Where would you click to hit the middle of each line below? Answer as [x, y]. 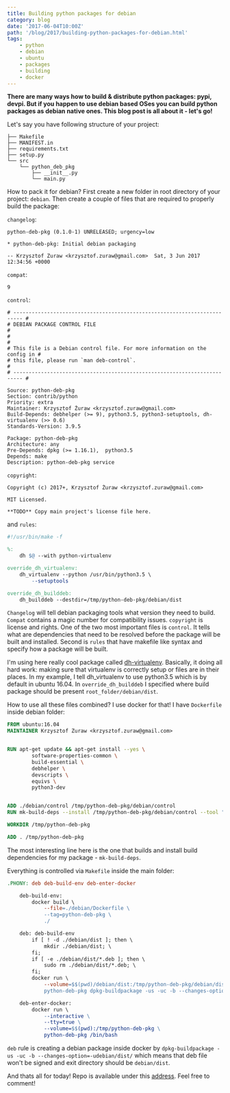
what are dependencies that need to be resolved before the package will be [114, 635]
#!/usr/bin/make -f [35, 537]
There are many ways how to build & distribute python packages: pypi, [110, 97]
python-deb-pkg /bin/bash [80, 1035]
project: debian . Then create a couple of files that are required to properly [111, 199]
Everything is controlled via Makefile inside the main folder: [91, 870]
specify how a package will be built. [57, 649]
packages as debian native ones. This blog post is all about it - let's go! [110, 111]
